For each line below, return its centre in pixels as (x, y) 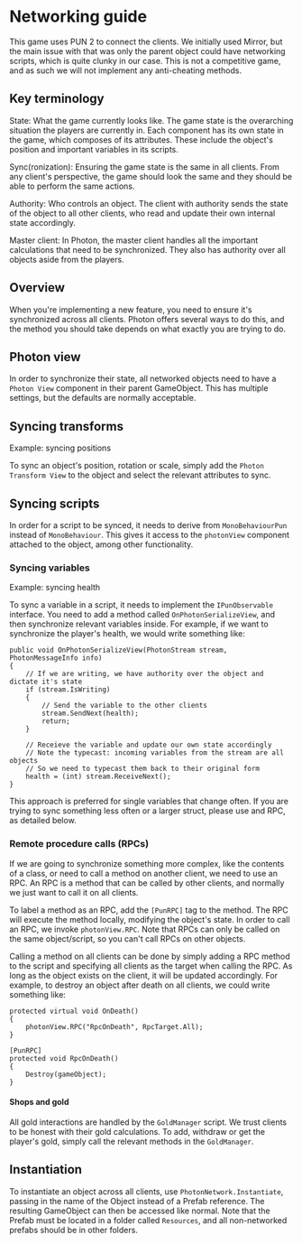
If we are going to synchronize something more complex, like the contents (147, 863)
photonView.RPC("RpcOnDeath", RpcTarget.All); (114, 1026)
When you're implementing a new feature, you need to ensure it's (131, 310)
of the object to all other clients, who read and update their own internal (142, 213)
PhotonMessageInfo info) (56, 658)
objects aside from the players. (67, 259)
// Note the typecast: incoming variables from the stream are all (155, 753)
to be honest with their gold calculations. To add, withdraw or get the (137, 1131)
